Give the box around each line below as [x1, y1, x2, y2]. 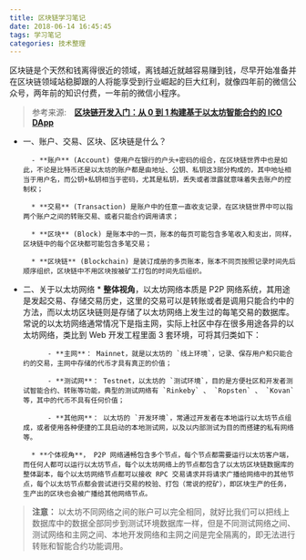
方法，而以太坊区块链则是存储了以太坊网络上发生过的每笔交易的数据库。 [22, 307, 294, 318]
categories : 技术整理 [9, 38, 87, 48]
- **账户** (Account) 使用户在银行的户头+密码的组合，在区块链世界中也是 [31, 156, 281, 165]
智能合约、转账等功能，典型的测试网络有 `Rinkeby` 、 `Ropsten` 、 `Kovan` [29, 386, 295, 396]
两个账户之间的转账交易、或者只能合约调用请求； [22, 212, 179, 221]
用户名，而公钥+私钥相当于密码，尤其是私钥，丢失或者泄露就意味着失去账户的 [36, 175, 285, 185]
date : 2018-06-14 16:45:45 [9, 22, 112, 31]
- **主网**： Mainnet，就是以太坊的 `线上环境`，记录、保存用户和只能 [46, 350, 287, 359]
